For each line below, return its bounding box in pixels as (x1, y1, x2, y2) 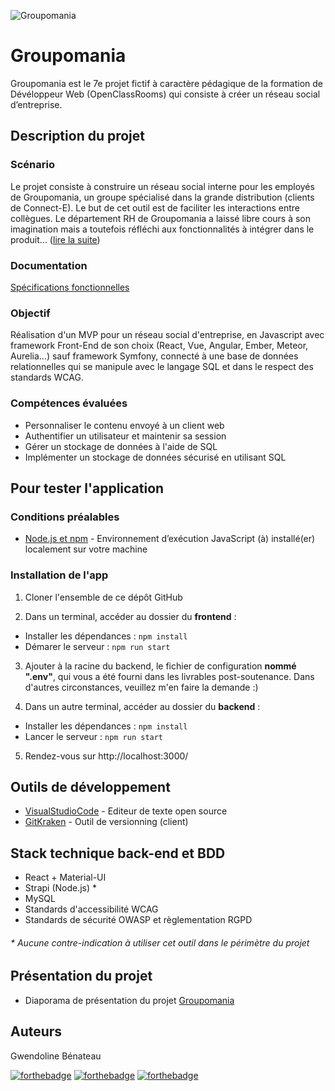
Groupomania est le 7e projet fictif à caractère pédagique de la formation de (10, 77, 324, 89)
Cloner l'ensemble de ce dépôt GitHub (24, 591, 183, 603)
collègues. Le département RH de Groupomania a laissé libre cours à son (10, 212, 312, 224)
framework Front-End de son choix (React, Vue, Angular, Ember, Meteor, (10, 340, 309, 352)
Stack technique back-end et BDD (10, 845, 226, 862)
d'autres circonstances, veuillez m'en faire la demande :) (24, 681, 259, 693)
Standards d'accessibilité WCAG (24, 903, 159, 915)
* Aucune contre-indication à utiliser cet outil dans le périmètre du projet (10, 936, 310, 949)
